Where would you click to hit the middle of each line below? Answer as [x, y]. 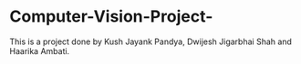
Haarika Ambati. [40, 50]
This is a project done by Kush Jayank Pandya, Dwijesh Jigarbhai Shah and [150, 41]
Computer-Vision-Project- [111, 17]
